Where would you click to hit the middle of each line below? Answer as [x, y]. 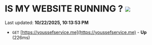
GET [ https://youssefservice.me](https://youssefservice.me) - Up [79, 32]
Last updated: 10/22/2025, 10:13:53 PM [47, 22]
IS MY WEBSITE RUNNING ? [64, 9]
